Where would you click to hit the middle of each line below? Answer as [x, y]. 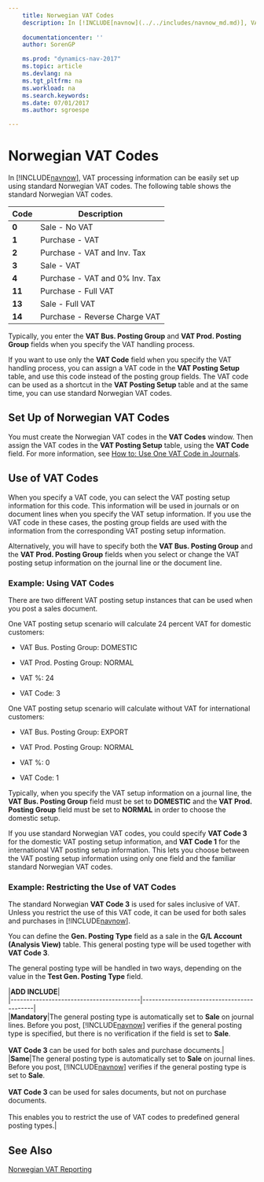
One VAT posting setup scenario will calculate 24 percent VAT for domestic [130, 623]
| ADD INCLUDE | [34, 992]
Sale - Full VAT [68, 304]
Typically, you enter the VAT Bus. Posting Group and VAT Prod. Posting [125, 336]
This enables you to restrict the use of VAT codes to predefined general [124, 1117]
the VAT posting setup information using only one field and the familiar [122, 858]
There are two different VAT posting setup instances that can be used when [130, 600]
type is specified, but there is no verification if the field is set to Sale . [119, 1034]
